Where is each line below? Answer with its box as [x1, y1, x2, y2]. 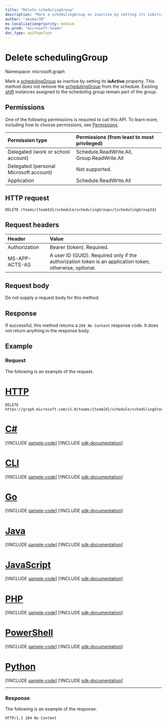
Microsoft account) [7, 169, 53, 176]
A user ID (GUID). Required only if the [49, 252, 137, 259]
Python [5, 661, 36, 673]
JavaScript [5, 559, 51, 570]
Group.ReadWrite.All [76, 154, 124, 161]
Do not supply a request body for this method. [5, 295, 100, 301]
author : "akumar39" [5, 16, 46, 21]
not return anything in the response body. [5, 328, 90, 333]
